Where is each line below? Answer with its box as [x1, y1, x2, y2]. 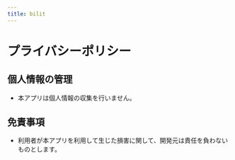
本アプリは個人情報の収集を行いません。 [17, 93, 136, 102]
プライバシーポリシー [7, 43, 132, 59]
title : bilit [7, 10, 46, 18]
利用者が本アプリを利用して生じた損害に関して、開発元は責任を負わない [17, 136, 229, 145]
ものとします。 [17, 145, 62, 154]
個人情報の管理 [7, 74, 73, 86]
